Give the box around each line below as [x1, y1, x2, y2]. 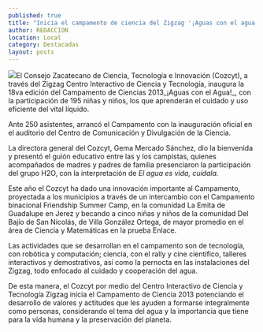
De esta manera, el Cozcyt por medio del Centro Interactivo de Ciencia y [8, 282, 243, 290]
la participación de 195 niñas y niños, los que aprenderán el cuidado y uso [8, 96, 249, 105]
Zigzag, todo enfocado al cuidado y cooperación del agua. [8, 266, 198, 275]
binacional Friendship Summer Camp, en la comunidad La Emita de [8, 200, 226, 210]
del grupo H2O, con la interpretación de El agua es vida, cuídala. [8, 169, 219, 177]
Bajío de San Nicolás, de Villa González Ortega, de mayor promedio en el [8, 218, 244, 226]
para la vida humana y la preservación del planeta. [8, 315, 172, 324]
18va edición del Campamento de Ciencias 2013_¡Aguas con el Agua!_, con [8, 88, 252, 97]
